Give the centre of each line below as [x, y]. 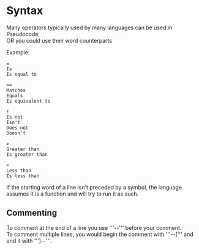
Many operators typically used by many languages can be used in [89, 28]
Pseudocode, [23, 34]
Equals [15, 95]
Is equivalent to [28, 101]
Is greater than [27, 154]
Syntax [25, 11]
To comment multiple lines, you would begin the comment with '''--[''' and [100, 234]
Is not [15, 117]
